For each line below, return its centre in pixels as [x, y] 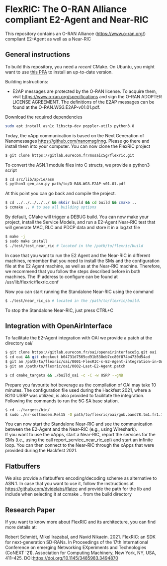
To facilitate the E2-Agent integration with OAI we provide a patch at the [79, 338]
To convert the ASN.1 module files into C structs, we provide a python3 [78, 165]
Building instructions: [27, 81]
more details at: [21, 527]
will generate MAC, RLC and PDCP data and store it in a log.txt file [73, 227]
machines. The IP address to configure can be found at [62, 277]
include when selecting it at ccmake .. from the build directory [69, 494]
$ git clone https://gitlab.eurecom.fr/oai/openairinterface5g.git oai [81, 352]
